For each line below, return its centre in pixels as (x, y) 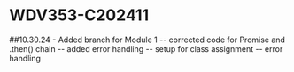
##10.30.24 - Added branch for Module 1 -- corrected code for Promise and (147, 40)
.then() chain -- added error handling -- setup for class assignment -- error (146, 48)
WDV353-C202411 (79, 15)
